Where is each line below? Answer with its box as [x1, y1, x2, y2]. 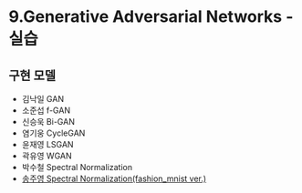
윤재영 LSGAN [21, 139, 74, 149]
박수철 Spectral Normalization [21, 162, 133, 172]
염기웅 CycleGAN [21, 127, 86, 138]
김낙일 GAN [21, 94, 65, 104]
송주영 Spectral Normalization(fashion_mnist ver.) [21, 173, 207, 184]
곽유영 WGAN [21, 150, 72, 161]
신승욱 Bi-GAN [21, 117, 75, 127]
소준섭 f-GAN [21, 105, 70, 116]
